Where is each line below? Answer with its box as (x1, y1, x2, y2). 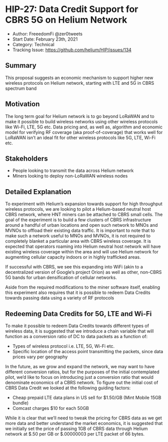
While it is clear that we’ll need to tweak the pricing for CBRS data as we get (5, 415, 162, 421)
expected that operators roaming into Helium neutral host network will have (5, 243, 161, 249)
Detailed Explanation (5, 187, 72, 196)
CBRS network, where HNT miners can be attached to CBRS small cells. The (5, 212, 163, 218)
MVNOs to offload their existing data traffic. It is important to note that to (5, 227, 155, 234)
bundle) (12, 400, 29, 406)
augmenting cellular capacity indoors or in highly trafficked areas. (5, 254, 141, 260)
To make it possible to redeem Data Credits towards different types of (5, 323, 149, 329)
